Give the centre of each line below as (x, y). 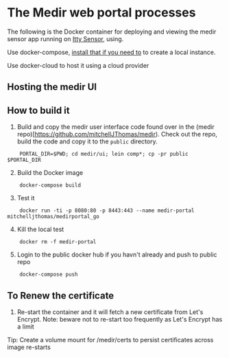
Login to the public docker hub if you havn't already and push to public (117, 254)
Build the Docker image (50, 173)
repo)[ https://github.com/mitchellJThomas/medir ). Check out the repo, (117, 134)
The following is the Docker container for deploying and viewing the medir (112, 32)
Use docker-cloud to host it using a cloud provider (78, 65)
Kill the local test (40, 229)
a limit (25, 326)
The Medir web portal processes (101, 13)
